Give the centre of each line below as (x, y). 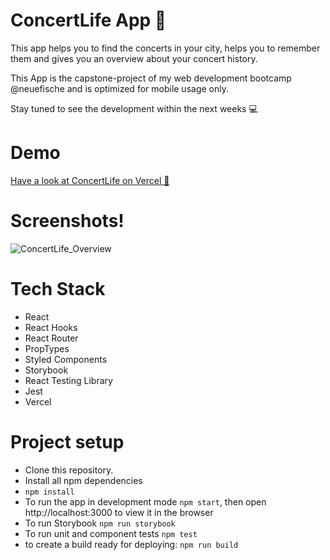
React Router (51, 338)
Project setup (67, 441)
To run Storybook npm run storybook (100, 523)
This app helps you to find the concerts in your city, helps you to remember (165, 48)
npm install (49, 492)
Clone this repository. (69, 470)
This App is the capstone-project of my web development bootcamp (151, 78)
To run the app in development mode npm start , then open (145, 501)
